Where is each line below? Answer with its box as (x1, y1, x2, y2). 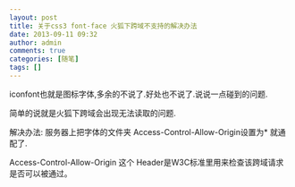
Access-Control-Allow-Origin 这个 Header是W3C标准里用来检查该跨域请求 (9, 157, 284, 167)
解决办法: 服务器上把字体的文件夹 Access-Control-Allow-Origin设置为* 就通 (9, 126, 286, 137)
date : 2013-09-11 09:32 (9, 30, 98, 38)
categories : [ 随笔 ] (9, 55, 80, 64)
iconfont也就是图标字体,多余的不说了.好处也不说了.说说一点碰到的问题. (9, 89, 268, 99)
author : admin (9, 38, 63, 47)
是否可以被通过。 (9, 167, 72, 179)
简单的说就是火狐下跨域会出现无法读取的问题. (9, 107, 177, 118)
